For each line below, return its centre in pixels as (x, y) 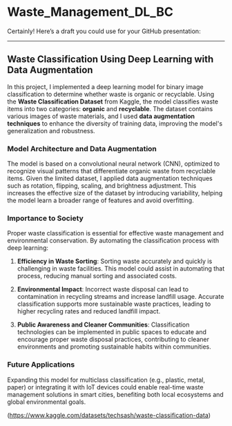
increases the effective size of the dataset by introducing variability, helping (115, 193)
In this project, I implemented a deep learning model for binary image (105, 86)
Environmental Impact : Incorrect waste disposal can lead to (103, 289)
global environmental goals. (47, 402)
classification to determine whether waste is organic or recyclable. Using (111, 94)
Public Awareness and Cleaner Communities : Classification (103, 325)
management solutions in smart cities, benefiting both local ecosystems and (116, 394)
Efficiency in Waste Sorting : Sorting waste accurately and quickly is (115, 261)
